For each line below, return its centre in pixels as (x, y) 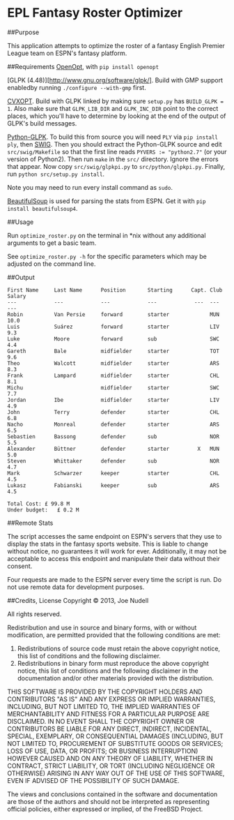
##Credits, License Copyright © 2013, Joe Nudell (78, 600)
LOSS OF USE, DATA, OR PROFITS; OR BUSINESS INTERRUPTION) (103, 751)
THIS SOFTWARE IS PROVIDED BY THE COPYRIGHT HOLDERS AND (105, 692)
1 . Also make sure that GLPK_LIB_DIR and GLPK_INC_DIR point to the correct (113, 108)
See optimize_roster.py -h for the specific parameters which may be (107, 256)
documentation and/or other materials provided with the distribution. (115, 678)
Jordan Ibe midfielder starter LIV (113, 400)
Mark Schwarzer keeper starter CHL (113, 473)
